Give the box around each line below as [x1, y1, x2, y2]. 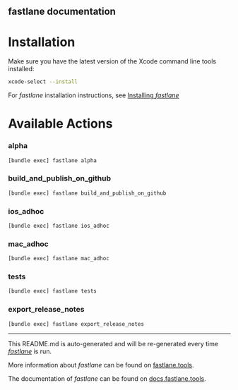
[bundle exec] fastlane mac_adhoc [8, 255, 110, 262]
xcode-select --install [8, 78, 78, 85]
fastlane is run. [8, 347, 52, 355]
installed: [8, 65, 35, 73]
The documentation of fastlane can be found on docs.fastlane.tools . [8, 374, 207, 383]
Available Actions [8, 116, 113, 132]
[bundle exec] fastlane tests [8, 288, 97, 295]
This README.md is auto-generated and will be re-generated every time [8, 340, 218, 348]
